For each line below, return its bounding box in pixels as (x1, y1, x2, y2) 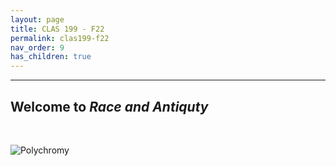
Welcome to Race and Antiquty (10, 98, 209, 115)
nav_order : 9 (10, 42, 65, 53)
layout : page (10, 14, 65, 25)
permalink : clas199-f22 (10, 33, 110, 43)
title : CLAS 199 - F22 (10, 24, 105, 34)
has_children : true (10, 52, 92, 62)
